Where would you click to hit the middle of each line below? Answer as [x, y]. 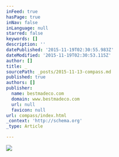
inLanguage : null [27, 28]
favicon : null [28, 110]
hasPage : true [23, 17]
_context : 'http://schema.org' [44, 121]
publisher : [19, 88]
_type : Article [25, 126]
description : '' [26, 45]
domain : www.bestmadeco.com [46, 99]
